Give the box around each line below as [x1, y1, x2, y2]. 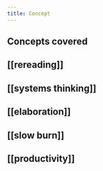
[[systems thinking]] [7, 82, 97, 94]
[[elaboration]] [7, 106, 71, 118]
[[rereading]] [7, 59, 64, 71]
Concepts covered [7, 36, 88, 48]
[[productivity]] [7, 152, 76, 164]
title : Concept [7, 10, 51, 17]
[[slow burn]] [7, 129, 65, 141]
